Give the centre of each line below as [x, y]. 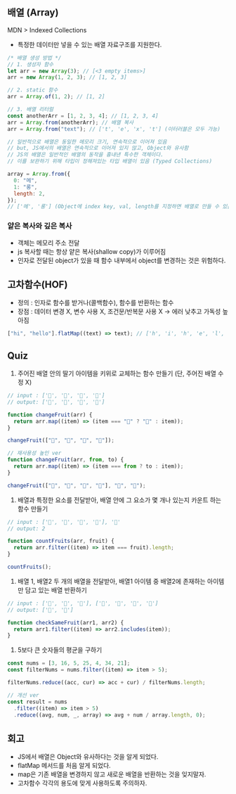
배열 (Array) [33, 13]
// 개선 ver [23, 695]
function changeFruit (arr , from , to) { [66, 460]
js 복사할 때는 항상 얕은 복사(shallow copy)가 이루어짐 [92, 251]
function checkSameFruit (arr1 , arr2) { [66, 622]
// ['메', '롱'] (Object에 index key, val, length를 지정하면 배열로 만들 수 [113, 207]
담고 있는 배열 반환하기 [56, 590]
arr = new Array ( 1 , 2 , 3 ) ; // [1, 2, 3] [67, 77]
